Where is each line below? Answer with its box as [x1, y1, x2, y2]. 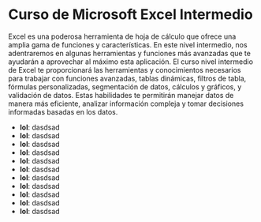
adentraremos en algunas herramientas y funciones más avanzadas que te [8, 48, 251, 58]
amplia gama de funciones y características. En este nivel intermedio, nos [8, 40, 248, 49]
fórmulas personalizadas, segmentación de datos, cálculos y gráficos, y [8, 81, 242, 92]
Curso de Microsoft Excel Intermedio [8, 6, 254, 24]
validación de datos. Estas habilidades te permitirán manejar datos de [8, 90, 234, 100]
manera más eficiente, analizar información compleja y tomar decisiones [8, 99, 244, 108]
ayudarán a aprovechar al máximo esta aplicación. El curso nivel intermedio [8, 57, 254, 66]
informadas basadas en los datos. [8, 107, 118, 116]
